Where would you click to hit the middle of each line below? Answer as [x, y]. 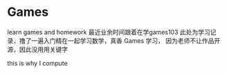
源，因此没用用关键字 [37, 49]
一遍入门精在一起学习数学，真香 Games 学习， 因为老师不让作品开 [125, 40]
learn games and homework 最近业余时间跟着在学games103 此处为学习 [109, 32]
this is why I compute [37, 63]
